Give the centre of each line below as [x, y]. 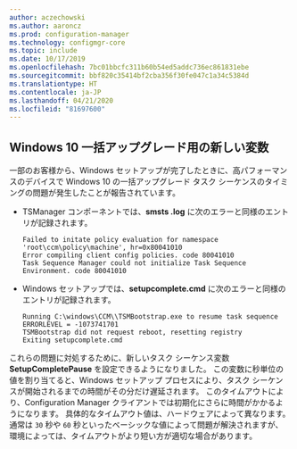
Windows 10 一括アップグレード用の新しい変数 [139, 147]
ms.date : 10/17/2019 [48, 59]
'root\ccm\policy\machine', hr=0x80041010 [102, 248]
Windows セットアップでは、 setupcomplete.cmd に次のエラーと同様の [154, 289]
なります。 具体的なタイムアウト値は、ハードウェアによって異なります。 [157, 414]
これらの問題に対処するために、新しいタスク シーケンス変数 [120, 358]
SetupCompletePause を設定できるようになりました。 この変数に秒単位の [146, 369]
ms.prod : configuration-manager [69, 34]
